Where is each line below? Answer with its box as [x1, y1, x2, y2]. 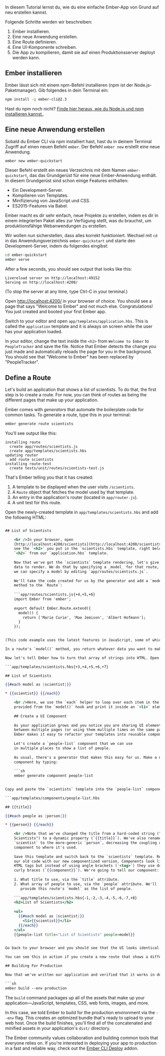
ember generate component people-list [14, 774, 93, 778]
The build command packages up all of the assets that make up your [5, 994, 145, 1000]
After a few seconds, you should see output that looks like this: [5, 266, 133, 272]
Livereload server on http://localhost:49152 [5, 276, 100, 281]
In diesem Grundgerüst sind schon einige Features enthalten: [5, 177, 129, 184]
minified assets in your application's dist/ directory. [5, 1025, 110, 1031]
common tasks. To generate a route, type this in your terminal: [5, 412, 131, 418]
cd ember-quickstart [5, 252, 48, 258]
